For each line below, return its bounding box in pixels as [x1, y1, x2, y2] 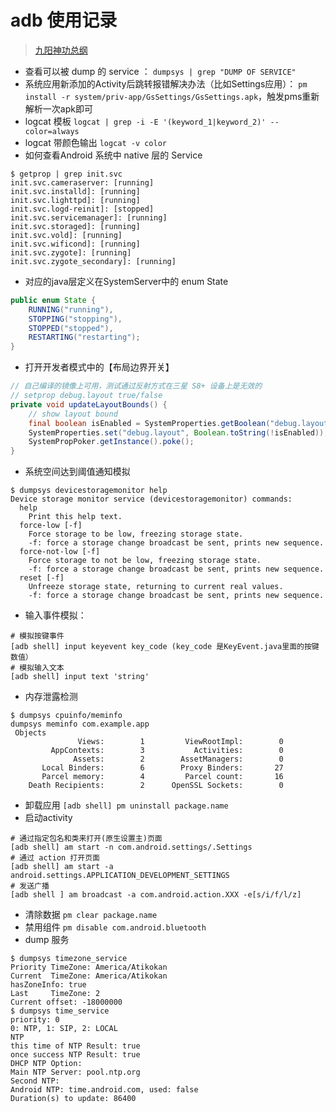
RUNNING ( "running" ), [28, 304, 114, 315]
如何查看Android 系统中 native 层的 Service [24, 149, 203, 161]
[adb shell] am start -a [10, 862, 114, 872]
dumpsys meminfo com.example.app [10, 719, 150, 730]
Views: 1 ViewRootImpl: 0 [77, 737, 284, 747]
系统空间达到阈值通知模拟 [24, 466, 131, 478]
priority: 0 [10, 1015, 60, 1025]
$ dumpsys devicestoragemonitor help [10, 486, 168, 496]
